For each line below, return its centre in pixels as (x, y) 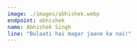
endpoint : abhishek (36, 20)
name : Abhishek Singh (39, 27)
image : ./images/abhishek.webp (54, 14)
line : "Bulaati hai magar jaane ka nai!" (70, 34)
